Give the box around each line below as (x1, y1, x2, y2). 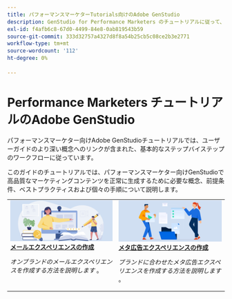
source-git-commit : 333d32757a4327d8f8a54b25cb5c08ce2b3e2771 (7, 33, 190, 40)
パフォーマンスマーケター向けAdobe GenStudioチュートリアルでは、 (7, 136, 202, 144)
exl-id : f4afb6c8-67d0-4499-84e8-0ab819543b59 (7, 25, 144, 32)
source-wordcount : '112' (7, 48, 79, 54)
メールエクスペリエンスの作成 (10, 243, 95, 251)
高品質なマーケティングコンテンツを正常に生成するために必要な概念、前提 (7, 176, 219, 185)
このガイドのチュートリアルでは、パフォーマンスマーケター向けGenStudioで (7, 167, 224, 176)
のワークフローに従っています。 (7, 153, 97, 161)
